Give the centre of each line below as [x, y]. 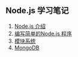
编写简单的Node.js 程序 [43, 33]
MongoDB [27, 47]
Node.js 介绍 [30, 26]
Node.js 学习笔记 [37, 11]
